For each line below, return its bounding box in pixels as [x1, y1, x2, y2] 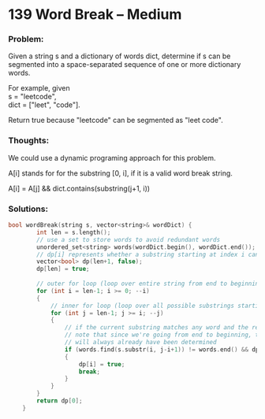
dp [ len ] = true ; [36, 265, 90, 273]
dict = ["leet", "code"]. [8, 100, 80, 109]
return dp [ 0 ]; [36, 397, 83, 405]
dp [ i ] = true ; [78, 360, 125, 368]
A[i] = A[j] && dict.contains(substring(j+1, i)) [8, 184, 151, 193]
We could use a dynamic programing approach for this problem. [8, 153, 216, 162]
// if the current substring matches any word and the [64, 324, 248, 332]
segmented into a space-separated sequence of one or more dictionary [8, 60, 241, 69]
